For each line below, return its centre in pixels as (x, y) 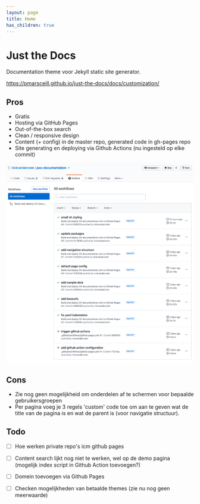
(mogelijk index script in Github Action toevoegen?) (78, 465)
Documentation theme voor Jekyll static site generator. (74, 72)
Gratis (22, 117)
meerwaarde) (31, 495)
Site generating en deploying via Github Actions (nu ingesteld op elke (100, 148)
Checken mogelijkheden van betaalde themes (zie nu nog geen (92, 489)
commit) (25, 154)
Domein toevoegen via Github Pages (60, 477)
